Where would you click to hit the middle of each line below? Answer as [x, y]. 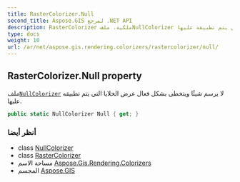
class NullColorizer [45, 148]
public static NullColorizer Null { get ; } [73, 114]
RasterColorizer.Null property [75, 76]
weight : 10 [24, 41]
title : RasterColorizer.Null [51, 14]
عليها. [15, 101]
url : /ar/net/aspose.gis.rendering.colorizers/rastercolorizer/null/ [113, 47]
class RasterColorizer [49, 155]
